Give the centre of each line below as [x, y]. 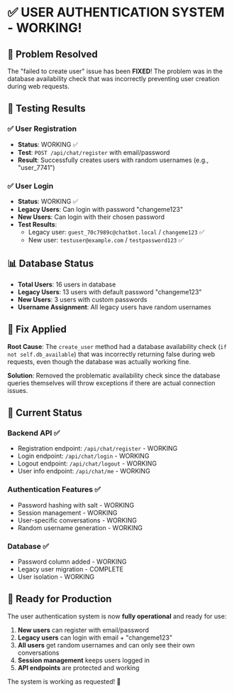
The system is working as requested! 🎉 [64, 681]
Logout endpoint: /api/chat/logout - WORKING [87, 463]
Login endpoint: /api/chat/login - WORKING [83, 456]
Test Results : [37, 224]
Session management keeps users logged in [84, 660]
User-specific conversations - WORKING [77, 520]
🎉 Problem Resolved [52, 54]
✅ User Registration [42, 129]
